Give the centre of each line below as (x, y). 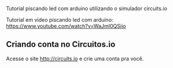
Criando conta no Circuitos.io (61, 44)
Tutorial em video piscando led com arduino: (60, 20)
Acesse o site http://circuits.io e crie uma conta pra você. (75, 59)
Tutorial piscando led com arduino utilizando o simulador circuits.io (87, 8)
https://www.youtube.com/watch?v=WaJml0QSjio (66, 26)
